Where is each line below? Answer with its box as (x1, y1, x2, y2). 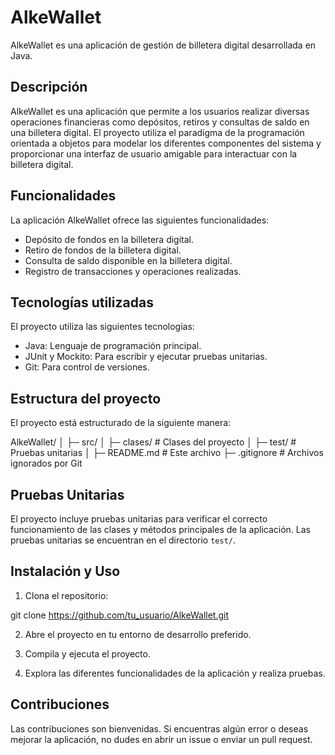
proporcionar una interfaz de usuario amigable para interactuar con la (10, 147, 298, 160)
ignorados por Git (10, 457, 83, 470)
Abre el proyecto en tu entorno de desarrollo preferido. (24, 628, 252, 640)
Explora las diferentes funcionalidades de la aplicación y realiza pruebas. (24, 667, 326, 679)
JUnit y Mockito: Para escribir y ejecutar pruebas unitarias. (24, 351, 268, 363)
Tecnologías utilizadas (10, 294, 154, 311)
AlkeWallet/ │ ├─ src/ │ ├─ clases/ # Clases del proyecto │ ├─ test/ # (10, 436, 297, 448)
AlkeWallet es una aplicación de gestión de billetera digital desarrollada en (10, 39, 317, 51)
